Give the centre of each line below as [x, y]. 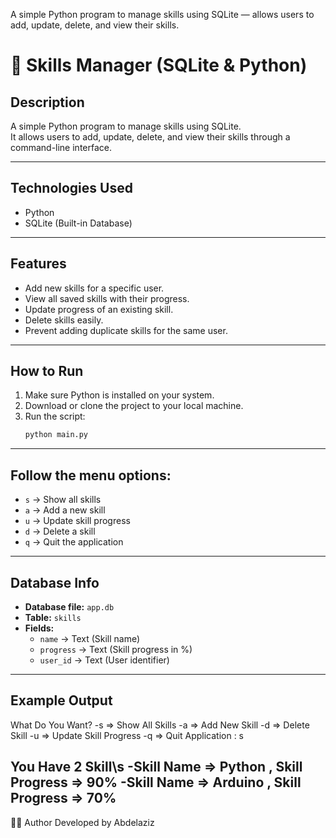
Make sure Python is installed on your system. [119, 395]
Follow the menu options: [91, 475]
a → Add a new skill [65, 510]
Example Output [61, 700]
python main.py [56, 435]
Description [47, 102]
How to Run [47, 371]
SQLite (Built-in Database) [78, 223]
